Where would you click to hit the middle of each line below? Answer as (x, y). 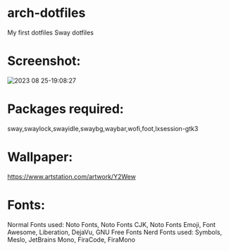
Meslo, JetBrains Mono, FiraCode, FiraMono (72, 239)
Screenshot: (44, 61)
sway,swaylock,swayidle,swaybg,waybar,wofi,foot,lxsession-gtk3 (103, 128)
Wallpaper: (40, 157)
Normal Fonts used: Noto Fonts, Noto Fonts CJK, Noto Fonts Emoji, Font (112, 224)
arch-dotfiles (47, 13)
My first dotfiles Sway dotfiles (50, 32)
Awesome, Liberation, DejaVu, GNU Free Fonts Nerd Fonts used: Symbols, (115, 232)
